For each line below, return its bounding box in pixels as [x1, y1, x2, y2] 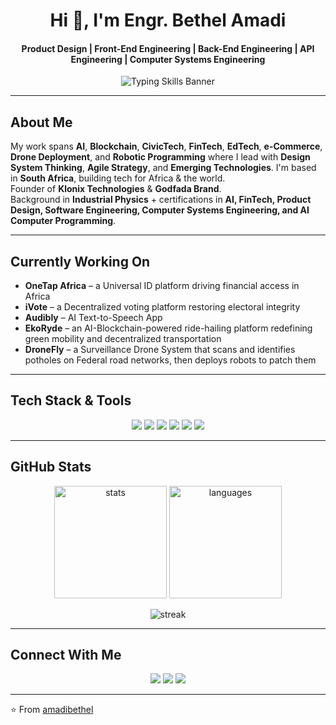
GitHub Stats [10, 459, 92, 476]
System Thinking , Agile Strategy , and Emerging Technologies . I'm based [10, 162, 317, 174]
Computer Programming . [10, 215, 117, 227]
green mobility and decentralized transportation [24, 333, 222, 345]
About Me [10, 114, 73, 131]
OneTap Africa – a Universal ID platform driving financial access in [24, 280, 300, 292]
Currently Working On [10, 253, 151, 270]
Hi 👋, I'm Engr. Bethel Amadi [49, 9, 287, 32]
